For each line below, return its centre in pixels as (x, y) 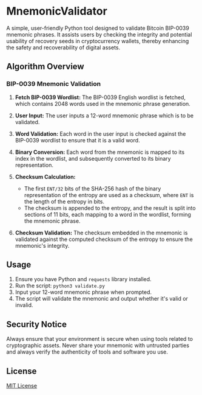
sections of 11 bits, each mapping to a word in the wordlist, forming (107, 214)
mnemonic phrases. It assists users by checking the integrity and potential (99, 34)
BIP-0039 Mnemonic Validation (54, 84)
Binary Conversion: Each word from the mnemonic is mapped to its (100, 152)
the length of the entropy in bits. (64, 201)
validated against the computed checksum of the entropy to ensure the (104, 239)
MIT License (22, 386)
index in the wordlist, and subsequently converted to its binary (93, 158)
